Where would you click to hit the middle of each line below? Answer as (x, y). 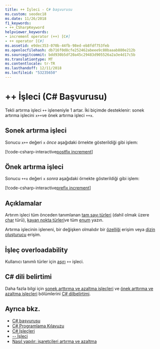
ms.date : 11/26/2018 (26, 18)
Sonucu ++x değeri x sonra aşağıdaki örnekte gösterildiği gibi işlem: (72, 179)
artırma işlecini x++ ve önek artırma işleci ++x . (49, 115)
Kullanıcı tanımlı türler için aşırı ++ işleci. (44, 262)
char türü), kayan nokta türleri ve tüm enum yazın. (54, 220)
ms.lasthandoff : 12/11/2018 (33, 68)
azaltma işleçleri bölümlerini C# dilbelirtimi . (48, 294)
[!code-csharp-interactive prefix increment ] (48, 188)
